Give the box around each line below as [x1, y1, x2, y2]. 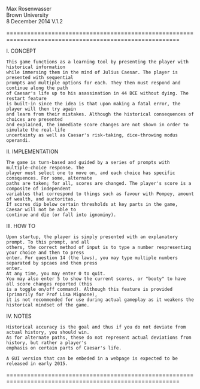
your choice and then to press [6, 250, 84, 256]
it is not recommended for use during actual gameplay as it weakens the [6, 297, 195, 303]
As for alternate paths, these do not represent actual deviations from [6, 335, 192, 341]
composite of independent [6, 186, 71, 192]
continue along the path [6, 85, 68, 91]
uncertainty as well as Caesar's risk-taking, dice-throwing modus [6, 132, 178, 138]
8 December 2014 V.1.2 [6, 18, 63, 25]
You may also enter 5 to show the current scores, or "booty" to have [6, 276, 186, 282]
